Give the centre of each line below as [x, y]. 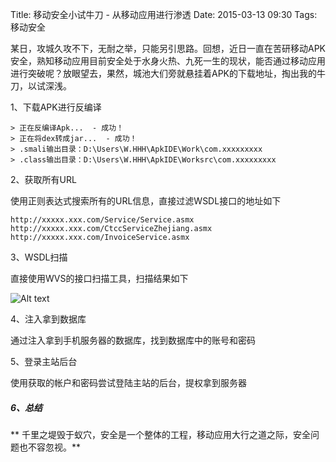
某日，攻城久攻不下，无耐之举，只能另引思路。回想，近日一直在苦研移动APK [168, 48]
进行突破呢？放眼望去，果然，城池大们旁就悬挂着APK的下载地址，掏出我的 [164, 73]
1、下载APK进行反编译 [56, 107]
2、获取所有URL [43, 179]
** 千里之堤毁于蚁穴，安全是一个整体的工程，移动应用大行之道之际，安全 [160, 434]
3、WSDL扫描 [39, 257]
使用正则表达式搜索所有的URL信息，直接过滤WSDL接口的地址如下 [146, 201]
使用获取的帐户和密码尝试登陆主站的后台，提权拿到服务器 [128, 382]
